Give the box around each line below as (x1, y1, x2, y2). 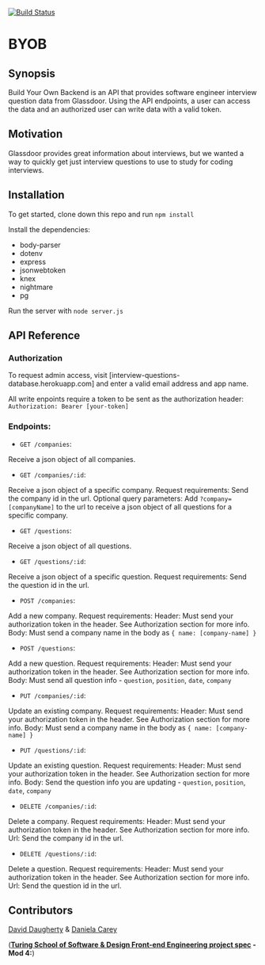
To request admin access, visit (8, 371, 108, 380)
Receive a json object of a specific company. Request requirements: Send (8, 485, 249, 494)
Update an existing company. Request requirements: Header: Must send (8, 706, 244, 715)
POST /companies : (19, 595, 76, 605)
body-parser (19, 240, 61, 250)
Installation (8, 189, 65, 202)
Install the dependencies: (8, 224, 91, 234)
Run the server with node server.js (8, 306, 124, 315)
